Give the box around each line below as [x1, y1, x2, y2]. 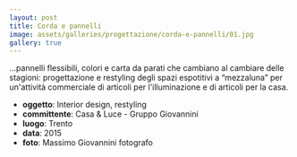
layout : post [9, 13, 58, 22]
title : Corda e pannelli [9, 22, 102, 31]
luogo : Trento [21, 118, 73, 129]
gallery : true [9, 38, 63, 48]
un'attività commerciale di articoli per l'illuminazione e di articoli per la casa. [9, 82, 289, 92]
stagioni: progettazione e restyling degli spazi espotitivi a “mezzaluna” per [9, 73, 284, 83]
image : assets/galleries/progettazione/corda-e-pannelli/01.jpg [9, 30, 254, 39]
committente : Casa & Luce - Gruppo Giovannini [21, 109, 199, 119]
